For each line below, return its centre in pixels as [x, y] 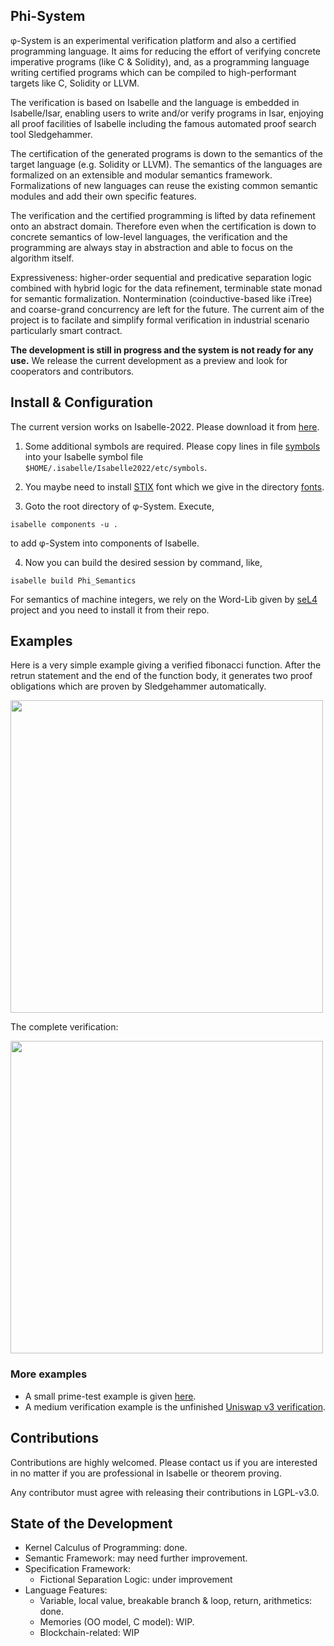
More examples [49, 1374]
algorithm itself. [42, 258]
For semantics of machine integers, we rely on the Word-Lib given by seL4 [164, 599]
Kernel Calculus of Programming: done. [106, 1548]
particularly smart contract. [66, 330]
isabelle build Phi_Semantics [73, 580]
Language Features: [66, 1590]
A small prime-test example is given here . [110, 1396]
